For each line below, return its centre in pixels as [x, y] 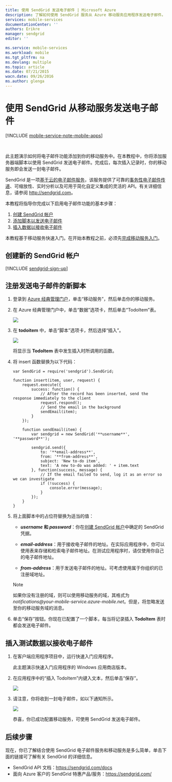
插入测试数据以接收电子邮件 [49, 643]
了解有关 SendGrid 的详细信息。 [61, 757]
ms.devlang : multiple [28, 62]
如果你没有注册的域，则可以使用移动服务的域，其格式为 [71, 595]
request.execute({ [42, 385]
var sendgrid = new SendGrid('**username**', [81, 434]
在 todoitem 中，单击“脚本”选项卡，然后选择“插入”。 [68, 331]
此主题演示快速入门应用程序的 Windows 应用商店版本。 [71, 667]
